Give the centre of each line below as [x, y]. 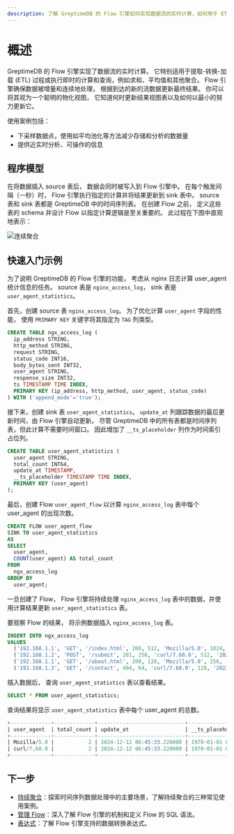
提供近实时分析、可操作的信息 [60, 144]
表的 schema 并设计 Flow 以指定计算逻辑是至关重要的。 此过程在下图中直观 [115, 213]
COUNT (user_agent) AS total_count [63, 559]
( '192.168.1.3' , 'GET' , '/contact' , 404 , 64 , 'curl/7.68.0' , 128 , [112, 668]
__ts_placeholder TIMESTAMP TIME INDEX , [73, 477]
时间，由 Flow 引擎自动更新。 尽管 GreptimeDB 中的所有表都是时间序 [112, 420]
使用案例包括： [29, 121]
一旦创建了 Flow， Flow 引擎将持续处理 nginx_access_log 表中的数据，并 [111, 599]
